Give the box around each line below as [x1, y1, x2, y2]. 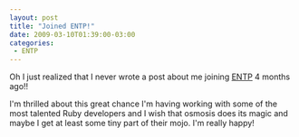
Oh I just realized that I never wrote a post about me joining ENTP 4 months [9, 71, 291, 82]
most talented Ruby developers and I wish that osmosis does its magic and [9, 108, 288, 119]
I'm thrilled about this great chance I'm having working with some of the [9, 98, 278, 109]
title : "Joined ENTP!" [9, 22, 95, 31]
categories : [9, 38, 54, 48]
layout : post [9, 13, 59, 23]
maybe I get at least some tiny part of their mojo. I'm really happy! [9, 118, 256, 129]
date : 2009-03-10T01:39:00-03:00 [9, 30, 136, 39]
